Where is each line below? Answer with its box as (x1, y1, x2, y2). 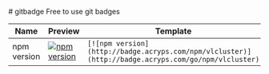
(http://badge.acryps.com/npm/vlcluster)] (86, 47, 252, 56)
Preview (47, 25, 80, 37)
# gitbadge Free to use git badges (8, 7, 120, 16)
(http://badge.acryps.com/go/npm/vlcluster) (86, 55, 260, 64)
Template (155, 25, 192, 37)
